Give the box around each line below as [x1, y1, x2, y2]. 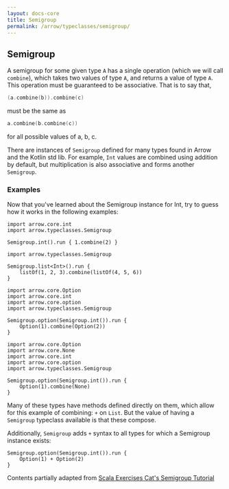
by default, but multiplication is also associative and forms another [7, 160, 195, 168]
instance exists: [7, 437, 51, 445]
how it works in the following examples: [7, 207, 119, 216]
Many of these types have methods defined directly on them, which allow [7, 401, 215, 409]
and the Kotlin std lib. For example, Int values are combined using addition [7, 152, 218, 161]
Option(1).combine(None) [19, 383, 91, 390]
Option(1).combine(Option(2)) [19, 323, 106, 330]
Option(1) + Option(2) [19, 456, 84, 463]
